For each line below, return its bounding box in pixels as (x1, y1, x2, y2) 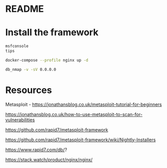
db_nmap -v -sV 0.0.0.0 (5, 67, 57, 72)
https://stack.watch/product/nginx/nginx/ (5, 156, 93, 162)
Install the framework (5, 27, 99, 39)
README (5, 3, 44, 15)
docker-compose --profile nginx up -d (5, 58, 88, 63)
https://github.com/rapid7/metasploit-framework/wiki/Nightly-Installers (5, 137, 156, 143)
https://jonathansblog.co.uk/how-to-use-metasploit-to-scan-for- (5, 111, 143, 117)
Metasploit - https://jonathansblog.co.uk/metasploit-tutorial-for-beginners (5, 101, 162, 107)
